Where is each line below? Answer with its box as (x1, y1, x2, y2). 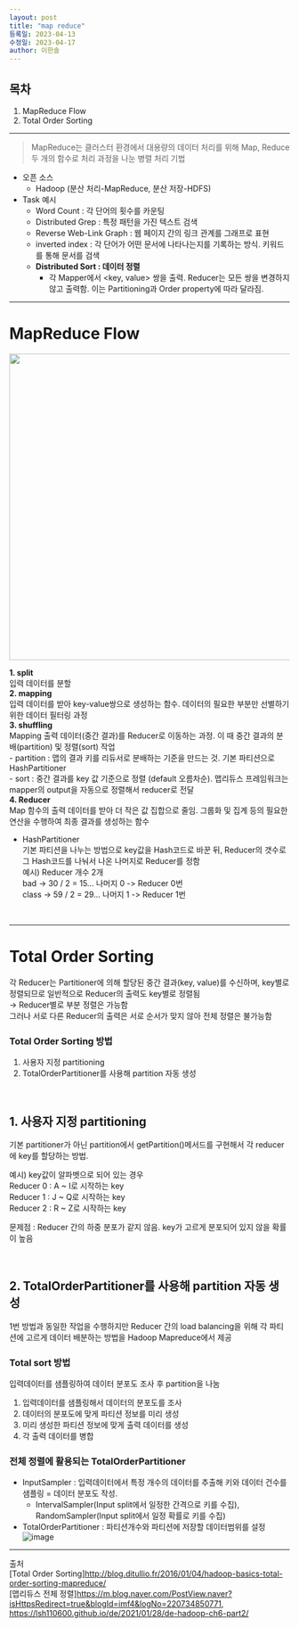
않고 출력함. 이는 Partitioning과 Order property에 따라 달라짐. (48, 283, 264, 294)
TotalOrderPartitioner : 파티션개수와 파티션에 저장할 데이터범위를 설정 (21, 1522, 266, 1533)
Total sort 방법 (9, 1356, 71, 1368)
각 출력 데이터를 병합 (21, 1431, 94, 1442)
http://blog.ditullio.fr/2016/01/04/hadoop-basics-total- (84, 1568, 283, 1579)
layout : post (9, 12, 58, 22)
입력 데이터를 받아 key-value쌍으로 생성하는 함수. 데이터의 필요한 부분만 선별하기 (9, 698, 290, 709)
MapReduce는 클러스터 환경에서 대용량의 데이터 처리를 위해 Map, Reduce (30, 142, 290, 152)
